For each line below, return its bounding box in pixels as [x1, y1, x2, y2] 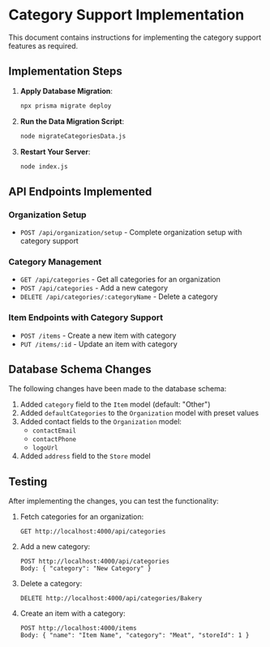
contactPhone [32, 436, 77, 444]
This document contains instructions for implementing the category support [8, 32, 262, 42]
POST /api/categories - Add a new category [19, 283, 169, 293]
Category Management [8, 256, 102, 267]
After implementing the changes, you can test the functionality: [8, 496, 219, 506]
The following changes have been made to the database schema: [8, 384, 227, 394]
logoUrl [32, 444, 58, 453]
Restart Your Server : [19, 147, 91, 156]
